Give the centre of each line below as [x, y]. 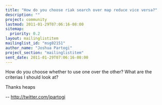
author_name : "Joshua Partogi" [39, 48]
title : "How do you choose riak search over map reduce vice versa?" [82, 10]
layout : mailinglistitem [32, 39]
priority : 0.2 [25, 34]
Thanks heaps [20, 87]
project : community [26, 19]
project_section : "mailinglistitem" [44, 52]
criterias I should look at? [32, 77]
